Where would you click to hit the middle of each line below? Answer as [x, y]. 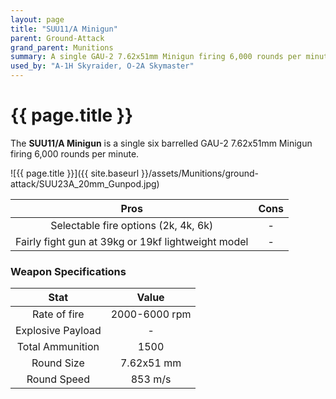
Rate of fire [58, 314]
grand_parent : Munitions [62, 47]
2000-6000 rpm [151, 314]
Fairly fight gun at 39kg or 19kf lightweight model [132, 241]
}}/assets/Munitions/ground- [200, 173]
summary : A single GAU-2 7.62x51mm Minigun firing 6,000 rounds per [156, 57]
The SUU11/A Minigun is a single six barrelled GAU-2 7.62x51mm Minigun [161, 143]
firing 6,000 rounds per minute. [75, 153]
